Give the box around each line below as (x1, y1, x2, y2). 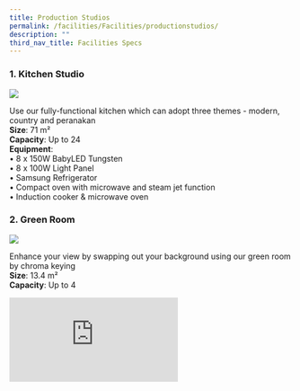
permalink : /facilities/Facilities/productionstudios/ (9, 22, 219, 31)
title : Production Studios (9, 13, 110, 22)
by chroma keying (9, 260, 76, 271)
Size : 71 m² (9, 124, 51, 135)
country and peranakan (9, 114, 96, 126)
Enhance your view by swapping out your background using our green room (9, 251, 292, 262)
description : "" (9, 30, 70, 39)
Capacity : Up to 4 (9, 280, 76, 290)
